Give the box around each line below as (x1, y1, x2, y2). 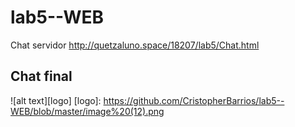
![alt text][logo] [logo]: (10, 94, 102, 106)
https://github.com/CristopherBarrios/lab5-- (103, 94, 285, 106)
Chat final (10, 68, 73, 85)
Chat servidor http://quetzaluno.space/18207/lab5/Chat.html (10, 39, 260, 51)
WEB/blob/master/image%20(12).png (10, 105, 165, 117)
